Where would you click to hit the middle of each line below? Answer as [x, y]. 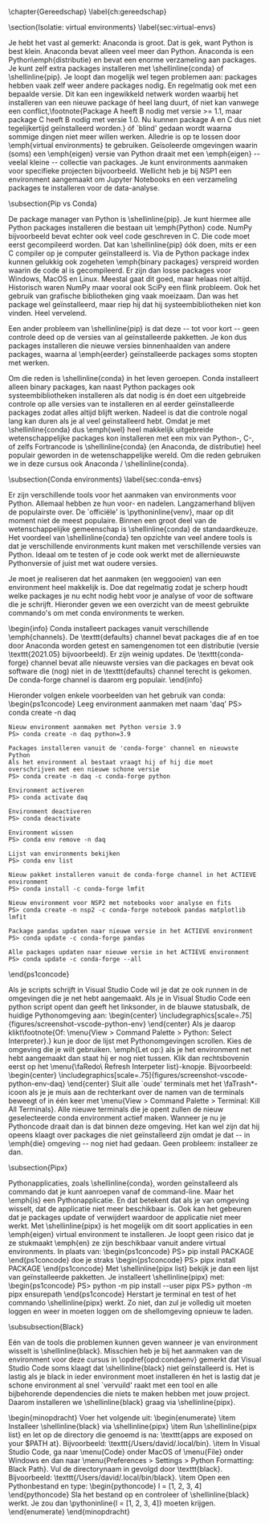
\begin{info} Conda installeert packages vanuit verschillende [108, 629]
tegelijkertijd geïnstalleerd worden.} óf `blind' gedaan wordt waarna [120, 128]
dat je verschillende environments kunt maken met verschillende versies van [134, 546]
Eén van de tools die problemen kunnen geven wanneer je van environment [133, 1342]
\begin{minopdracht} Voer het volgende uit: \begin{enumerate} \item [122, 1417]
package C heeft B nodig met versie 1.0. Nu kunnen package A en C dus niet [134, 119]
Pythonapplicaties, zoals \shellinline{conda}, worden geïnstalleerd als [123, 1183]
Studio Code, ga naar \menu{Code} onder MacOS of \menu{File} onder [126, 1452]
